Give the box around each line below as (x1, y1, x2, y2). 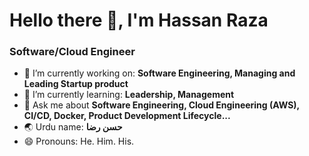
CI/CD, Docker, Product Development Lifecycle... (23, 110, 231, 122)
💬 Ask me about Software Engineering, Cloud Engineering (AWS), (23, 99, 300, 111)
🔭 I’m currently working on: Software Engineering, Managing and (23, 67, 296, 79)
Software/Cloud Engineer (9, 45, 136, 59)
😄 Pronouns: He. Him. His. (23, 135, 135, 148)
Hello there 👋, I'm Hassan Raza (9, 9, 269, 32)
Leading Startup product (23, 78, 129, 90)
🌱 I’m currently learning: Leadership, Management (23, 89, 235, 101)
